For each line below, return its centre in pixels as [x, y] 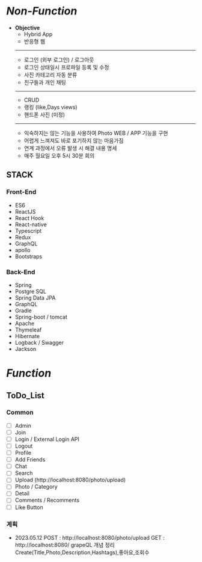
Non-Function [42, 11]
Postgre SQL [31, 291]
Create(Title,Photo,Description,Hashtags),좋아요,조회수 [82, 552]
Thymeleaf [28, 330]
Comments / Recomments [47, 500]
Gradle [23, 310]
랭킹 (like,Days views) [50, 107]
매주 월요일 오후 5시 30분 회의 [59, 155]
